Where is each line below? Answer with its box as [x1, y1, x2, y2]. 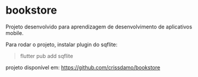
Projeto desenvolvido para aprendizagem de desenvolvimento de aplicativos [5, 23, 193, 30]
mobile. [5, 29, 24, 36]
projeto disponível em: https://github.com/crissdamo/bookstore [5, 63, 161, 71]
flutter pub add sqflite [20, 52, 74, 59]
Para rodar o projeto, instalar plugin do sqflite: [5, 41, 118, 48]
